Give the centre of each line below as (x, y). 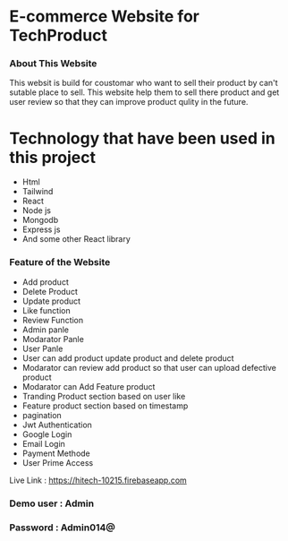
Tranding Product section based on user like (104, 396)
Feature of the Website (60, 262)
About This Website (53, 64)
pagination (42, 415)
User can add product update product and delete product (128, 358)
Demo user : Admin (52, 503)
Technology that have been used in (142, 138)
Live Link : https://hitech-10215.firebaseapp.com (98, 480)
